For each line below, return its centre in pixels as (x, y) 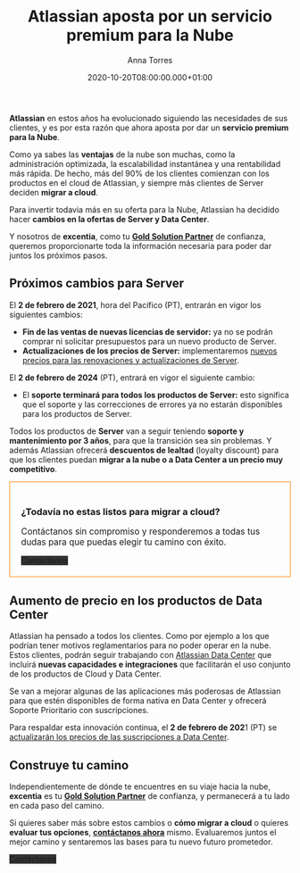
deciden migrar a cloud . (54, 192)
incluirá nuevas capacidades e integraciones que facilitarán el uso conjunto (150, 665)
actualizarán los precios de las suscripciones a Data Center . (119, 737)
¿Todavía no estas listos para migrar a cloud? (121, 511)
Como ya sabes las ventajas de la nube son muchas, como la (122, 154)
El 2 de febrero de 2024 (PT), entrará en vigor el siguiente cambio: (132, 378)
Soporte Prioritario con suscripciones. (79, 711)
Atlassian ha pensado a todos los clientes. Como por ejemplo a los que (139, 636)
